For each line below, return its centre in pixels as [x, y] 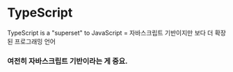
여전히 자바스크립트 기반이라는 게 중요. [67, 61]
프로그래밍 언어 [35, 41]
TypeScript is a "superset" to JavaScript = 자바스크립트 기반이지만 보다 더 [110, 33]
